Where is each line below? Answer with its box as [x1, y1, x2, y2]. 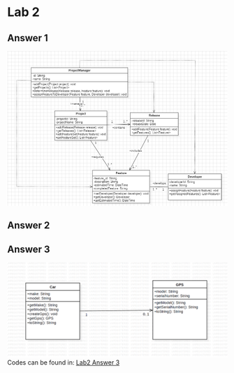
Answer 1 [7, 32, 49, 44]
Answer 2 [7, 219, 50, 231]
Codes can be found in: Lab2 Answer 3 [7, 358, 120, 367]
